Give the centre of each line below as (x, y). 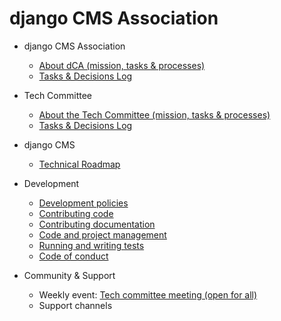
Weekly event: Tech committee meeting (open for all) (148, 294)
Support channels (75, 305)
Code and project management (102, 234)
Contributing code (76, 213)
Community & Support (69, 275)
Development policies (83, 203)
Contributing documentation (97, 224)
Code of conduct (73, 256)
